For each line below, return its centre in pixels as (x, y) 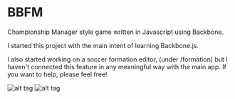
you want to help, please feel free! (58, 74)
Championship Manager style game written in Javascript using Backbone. (116, 32)
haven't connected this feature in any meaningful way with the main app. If (117, 66)
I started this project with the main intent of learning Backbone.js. (103, 45)
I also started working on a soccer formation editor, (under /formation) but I (117, 59)
